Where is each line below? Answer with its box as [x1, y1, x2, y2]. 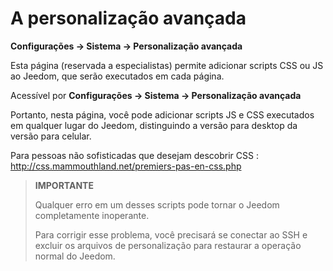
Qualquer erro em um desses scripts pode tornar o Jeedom [34, 198, 280, 211]
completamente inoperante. [34, 209, 150, 221]
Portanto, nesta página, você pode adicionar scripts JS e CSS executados [10, 108, 315, 121]
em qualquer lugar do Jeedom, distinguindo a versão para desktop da [10, 119, 298, 131]
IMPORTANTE [34, 179, 94, 191]
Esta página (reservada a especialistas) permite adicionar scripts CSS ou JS [10, 59, 324, 71]
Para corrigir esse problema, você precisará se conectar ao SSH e [34, 228, 308, 241]
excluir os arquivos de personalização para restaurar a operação [34, 239, 302, 251]
